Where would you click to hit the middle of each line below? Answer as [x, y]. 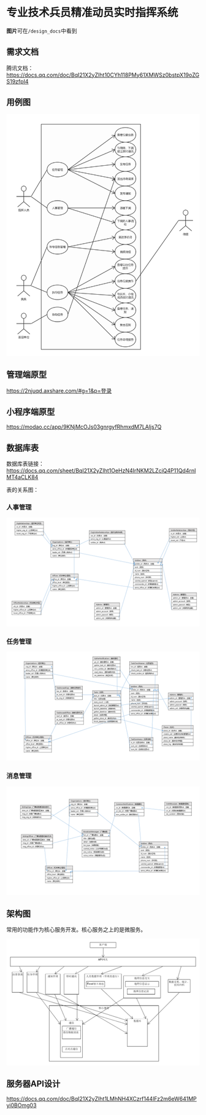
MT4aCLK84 [22, 477]
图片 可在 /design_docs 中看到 [42, 31]
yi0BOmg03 [21, 1105]
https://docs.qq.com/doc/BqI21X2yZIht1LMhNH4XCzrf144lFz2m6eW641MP [102, 1099]
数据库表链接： [25, 464]
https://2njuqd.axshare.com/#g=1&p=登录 [59, 390]
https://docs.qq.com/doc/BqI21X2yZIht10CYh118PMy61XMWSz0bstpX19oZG [103, 75]
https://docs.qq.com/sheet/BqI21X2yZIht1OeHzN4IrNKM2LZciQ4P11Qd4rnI [101, 471]
